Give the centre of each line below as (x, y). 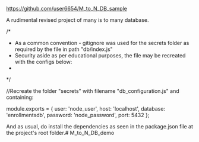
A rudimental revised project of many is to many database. (78, 20)
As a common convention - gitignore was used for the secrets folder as (102, 43)
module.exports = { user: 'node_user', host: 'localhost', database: (86, 109)
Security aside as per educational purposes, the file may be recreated (100, 55)
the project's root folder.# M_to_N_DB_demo (60, 133)
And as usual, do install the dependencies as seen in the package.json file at (100, 126)
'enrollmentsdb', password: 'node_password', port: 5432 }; (78, 115)
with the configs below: (43, 62)
